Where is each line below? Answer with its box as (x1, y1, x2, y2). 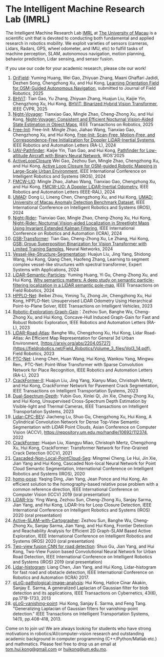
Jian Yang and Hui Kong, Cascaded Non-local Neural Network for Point (12, 460, 156, 466)
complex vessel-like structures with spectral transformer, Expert (12, 261, 142, 267)
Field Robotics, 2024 (12, 287, 55, 293)
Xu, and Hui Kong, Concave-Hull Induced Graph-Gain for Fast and (27, 314, 160, 320)
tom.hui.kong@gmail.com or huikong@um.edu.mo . (5, 646, 108, 652)
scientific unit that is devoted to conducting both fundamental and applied (5, 35, 154, 41)
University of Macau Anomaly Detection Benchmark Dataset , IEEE (12, 199, 145, 205)
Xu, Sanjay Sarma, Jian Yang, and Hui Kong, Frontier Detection (27, 522, 153, 528)
